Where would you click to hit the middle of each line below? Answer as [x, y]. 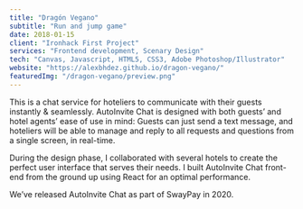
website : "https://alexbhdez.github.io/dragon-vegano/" [117, 68]
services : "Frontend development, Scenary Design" [107, 51]
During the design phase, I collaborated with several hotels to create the [144, 158]
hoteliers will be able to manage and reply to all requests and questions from [151, 131]
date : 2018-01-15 [42, 34]
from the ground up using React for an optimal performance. [138, 177]
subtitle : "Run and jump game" [68, 26]
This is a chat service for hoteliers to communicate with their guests [136, 102]
